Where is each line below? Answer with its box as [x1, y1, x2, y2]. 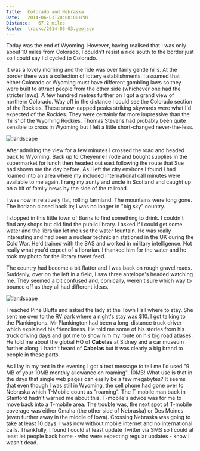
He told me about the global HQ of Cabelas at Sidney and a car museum [6, 338, 184, 346]
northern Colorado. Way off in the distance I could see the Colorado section [6, 98, 193, 105]
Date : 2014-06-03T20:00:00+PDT [6, 14, 90, 20]
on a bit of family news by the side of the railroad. [6, 185, 128, 192]
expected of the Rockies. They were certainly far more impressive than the [6, 111, 190, 118]
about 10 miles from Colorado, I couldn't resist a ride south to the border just [6, 49, 194, 56]
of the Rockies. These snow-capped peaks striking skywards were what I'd [6, 104, 192, 111]
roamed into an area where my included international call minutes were [6, 172, 181, 180]
